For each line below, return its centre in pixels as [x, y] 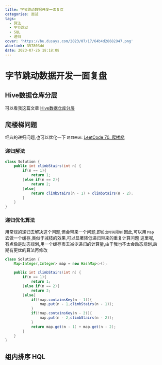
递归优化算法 [20, 220]
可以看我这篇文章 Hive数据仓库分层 [40, 108]
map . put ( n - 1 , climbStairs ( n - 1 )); [77, 304]
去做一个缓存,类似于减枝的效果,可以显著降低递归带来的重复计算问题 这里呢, [80, 238]
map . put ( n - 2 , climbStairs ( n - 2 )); [77, 318]
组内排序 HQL [25, 356]
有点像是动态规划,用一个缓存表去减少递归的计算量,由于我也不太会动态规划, [79, 244]
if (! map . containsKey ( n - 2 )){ [61, 313]
